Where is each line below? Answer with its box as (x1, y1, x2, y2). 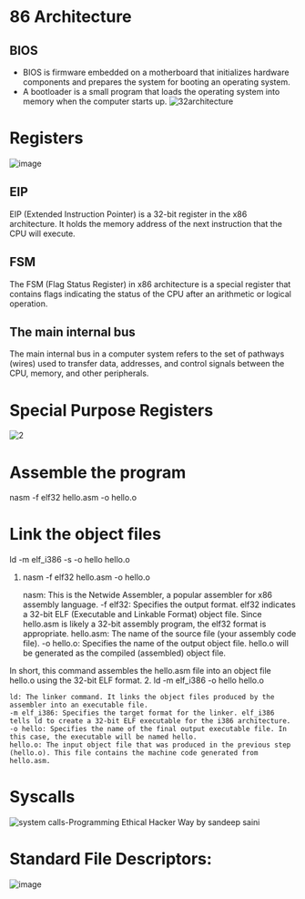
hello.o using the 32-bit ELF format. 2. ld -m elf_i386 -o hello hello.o (9, 675, 264, 686)
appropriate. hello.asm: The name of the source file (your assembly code (22, 628, 297, 639)
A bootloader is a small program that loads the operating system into (22, 87, 280, 97)
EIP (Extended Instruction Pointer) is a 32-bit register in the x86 (9, 208, 248, 220)
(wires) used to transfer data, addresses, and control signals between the (9, 358, 285, 369)
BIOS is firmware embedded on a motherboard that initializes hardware (22, 67, 290, 77)
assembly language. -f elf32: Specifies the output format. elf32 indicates (22, 599, 296, 610)
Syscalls (9, 787, 76, 808)
